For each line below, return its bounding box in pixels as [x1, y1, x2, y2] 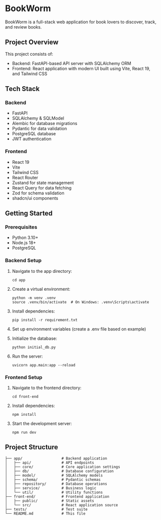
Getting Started [5, 209, 53, 218]
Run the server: [12, 353, 43, 359]
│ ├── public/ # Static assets [5, 498, 95, 503]
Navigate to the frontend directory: [12, 385, 81, 391]
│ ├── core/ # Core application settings [5, 464, 120, 469]
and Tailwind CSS [12, 71, 48, 77]
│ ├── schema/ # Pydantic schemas [5, 477, 101, 482]
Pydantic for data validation [12, 126, 67, 131]
